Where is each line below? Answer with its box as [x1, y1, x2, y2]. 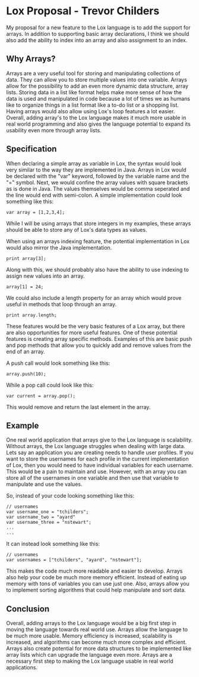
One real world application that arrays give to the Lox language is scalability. [6, 436, 193, 443]
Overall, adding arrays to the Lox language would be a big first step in [6, 620, 176, 627]
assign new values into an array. [6, 272, 85, 280]
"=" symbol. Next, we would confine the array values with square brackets [6, 179, 188, 186]
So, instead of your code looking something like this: [6, 492, 135, 499]
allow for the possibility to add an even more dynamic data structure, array [6, 82, 189, 89]
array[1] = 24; [6, 284, 44, 290]
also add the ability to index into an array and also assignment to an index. [6, 36, 188, 44]
